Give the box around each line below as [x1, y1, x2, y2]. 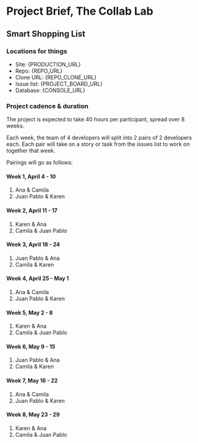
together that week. [6, 147, 56, 154]
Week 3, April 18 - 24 [6, 241, 60, 248]
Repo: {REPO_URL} [15, 67, 63, 74]
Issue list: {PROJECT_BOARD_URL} [15, 80, 103, 87]
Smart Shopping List [6, 29, 85, 39]
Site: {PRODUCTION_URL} [15, 60, 81, 68]
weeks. [6, 122, 24, 129]
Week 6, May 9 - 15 [6, 343, 55, 350]
